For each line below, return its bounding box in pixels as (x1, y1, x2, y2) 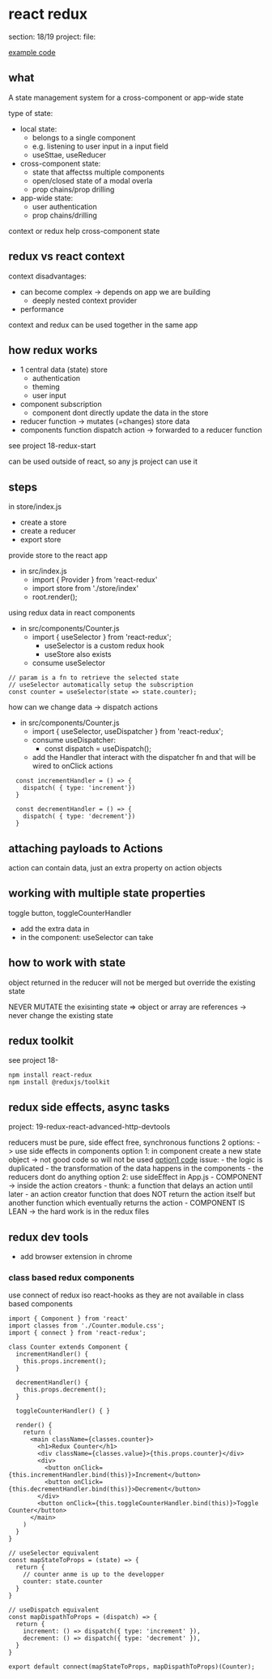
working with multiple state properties (8, 887, 206, 900)
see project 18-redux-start (8, 441, 96, 451)
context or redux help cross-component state (8, 226, 160, 235)
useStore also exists (44, 650, 112, 659)
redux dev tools (8, 1230, 89, 1244)
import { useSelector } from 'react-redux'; (32, 632, 172, 642)
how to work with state (8, 956, 126, 970)
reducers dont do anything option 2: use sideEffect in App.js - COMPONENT (8, 1172, 263, 1182)
